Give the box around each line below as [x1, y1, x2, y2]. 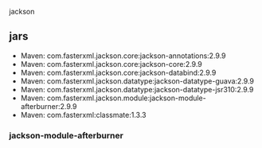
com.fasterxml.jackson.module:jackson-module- [47, 93, 206, 103]
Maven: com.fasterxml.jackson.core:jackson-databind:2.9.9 [20, 68, 217, 77]
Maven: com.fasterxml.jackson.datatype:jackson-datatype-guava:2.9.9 [20, 76, 254, 86]
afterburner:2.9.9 [20, 101, 77, 111]
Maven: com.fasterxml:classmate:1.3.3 [20, 110, 147, 119]
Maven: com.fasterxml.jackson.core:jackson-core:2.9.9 [20, 59, 202, 68]
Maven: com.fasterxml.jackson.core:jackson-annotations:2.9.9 [20, 51, 226, 60]
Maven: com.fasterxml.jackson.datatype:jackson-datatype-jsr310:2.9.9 [20, 84, 254, 94]
